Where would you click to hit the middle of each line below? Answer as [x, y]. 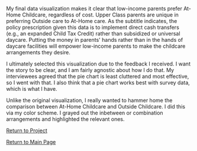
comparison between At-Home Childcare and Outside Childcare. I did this [96, 106]
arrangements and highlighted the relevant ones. [66, 119]
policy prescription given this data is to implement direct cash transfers [93, 27]
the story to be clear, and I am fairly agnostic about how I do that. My [90, 70]
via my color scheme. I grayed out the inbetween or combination [85, 113]
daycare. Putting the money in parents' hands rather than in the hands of [95, 40]
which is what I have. [32, 89]
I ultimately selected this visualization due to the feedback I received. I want [98, 64]
